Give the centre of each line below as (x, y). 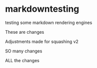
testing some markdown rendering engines (49, 23)
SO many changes (24, 51)
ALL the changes (22, 60)
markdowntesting (42, 9)
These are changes (25, 32)
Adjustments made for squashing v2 (42, 41)
